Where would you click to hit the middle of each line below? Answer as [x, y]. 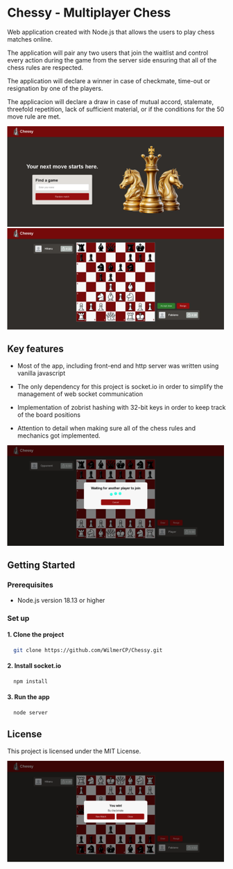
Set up [18, 618]
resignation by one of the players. [55, 88]
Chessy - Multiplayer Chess [89, 13]
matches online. [30, 39]
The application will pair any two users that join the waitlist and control [108, 53]
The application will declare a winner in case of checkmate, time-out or [109, 80]
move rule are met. [34, 117]
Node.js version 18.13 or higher [61, 600]
